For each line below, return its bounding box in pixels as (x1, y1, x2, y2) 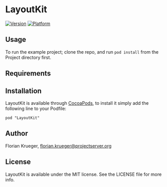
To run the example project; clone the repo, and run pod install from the (5, 49, 159, 55)
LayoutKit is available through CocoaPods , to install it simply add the (5, 100, 149, 106)
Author (5, 129, 28, 138)
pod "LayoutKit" (5, 115, 40, 121)
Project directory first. (5, 54, 51, 60)
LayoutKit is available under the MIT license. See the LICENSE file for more (5, 171, 162, 177)
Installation (5, 86, 42, 95)
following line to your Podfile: (5, 105, 67, 111)
